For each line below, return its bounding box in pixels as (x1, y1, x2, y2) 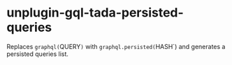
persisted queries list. (6, 50, 69, 58)
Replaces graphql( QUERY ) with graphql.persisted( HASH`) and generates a (6, 42, 226, 50)
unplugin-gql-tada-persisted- (6, 5, 184, 21)
